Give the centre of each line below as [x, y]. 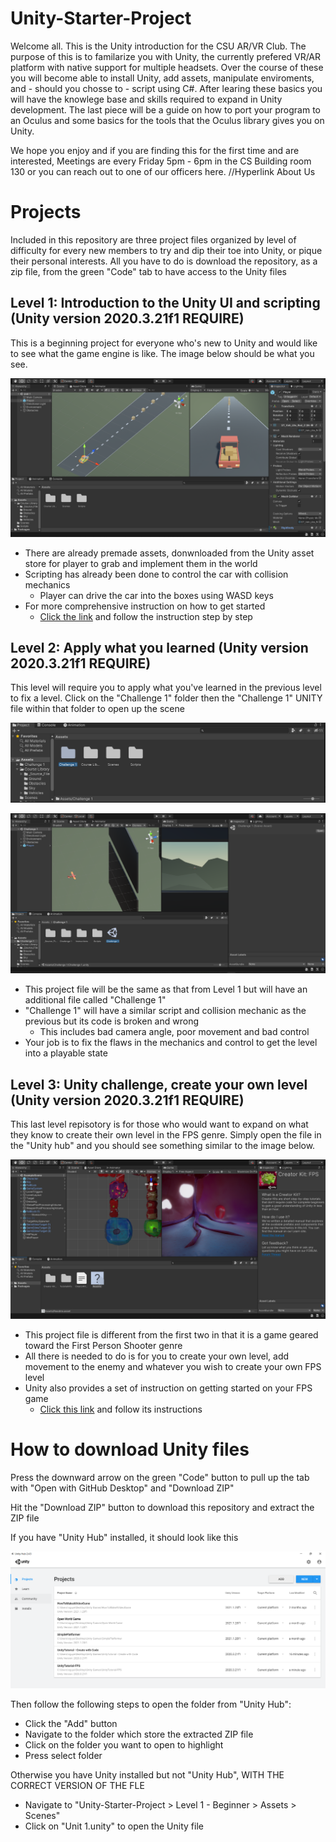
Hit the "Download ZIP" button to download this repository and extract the [162, 1508]
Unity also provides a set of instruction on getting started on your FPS [168, 1388]
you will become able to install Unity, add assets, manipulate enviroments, [162, 78]
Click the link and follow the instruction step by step [146, 616]
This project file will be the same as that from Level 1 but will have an [166, 989]
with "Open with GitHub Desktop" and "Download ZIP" [122, 1488]
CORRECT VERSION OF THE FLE [77, 1786]
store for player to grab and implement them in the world [141, 563]
